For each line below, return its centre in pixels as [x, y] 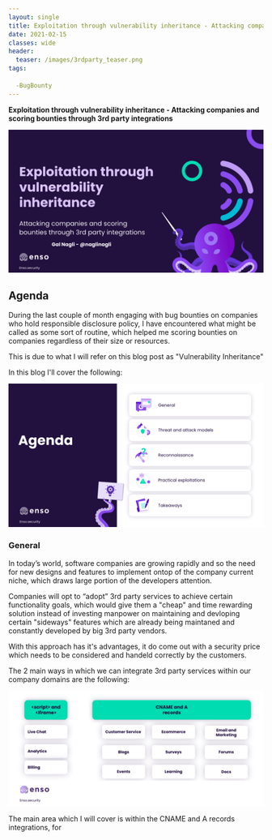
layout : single [34, 17]
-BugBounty [34, 85]
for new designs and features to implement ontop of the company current [131, 572]
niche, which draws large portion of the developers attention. [110, 581]
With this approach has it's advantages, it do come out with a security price [134, 646]
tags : [17, 69]
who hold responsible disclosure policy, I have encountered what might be [132, 324]
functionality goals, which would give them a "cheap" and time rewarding [130, 605]
